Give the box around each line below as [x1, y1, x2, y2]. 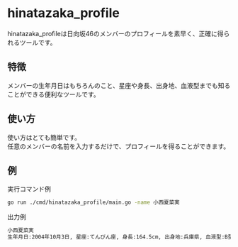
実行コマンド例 [7, 185, 51, 193]
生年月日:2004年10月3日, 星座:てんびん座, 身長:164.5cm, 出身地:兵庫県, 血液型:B [7, 234, 228, 241]
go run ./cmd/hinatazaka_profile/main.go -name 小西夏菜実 [7, 199, 180, 207]
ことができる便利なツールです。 [7, 90, 101, 99]
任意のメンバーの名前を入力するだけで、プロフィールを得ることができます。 [7, 142, 230, 150]
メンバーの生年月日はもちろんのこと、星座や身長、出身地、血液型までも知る [7, 81, 231, 89]
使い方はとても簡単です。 [7, 133, 81, 141]
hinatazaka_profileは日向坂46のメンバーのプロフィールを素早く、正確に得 [7, 29, 224, 38]
